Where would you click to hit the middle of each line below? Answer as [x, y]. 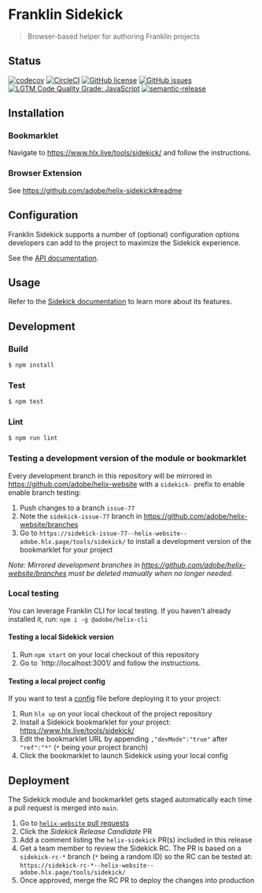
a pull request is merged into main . [64, 808]
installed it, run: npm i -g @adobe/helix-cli [78, 619]
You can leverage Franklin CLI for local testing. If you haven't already [120, 610]
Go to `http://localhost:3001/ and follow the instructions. [110, 663]
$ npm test [26, 402]
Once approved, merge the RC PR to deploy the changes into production [137, 880]
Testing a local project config [57, 681]
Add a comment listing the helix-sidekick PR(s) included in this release [136, 840]
